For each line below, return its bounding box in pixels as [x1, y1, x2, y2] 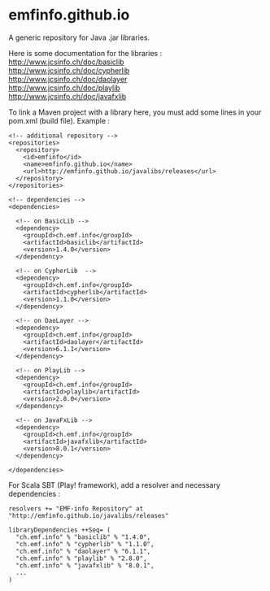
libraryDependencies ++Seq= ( [8, 526, 111, 534]
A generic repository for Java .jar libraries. [8, 33, 150, 42]
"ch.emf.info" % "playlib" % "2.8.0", [15, 554, 148, 563]
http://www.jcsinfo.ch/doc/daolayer [8, 74, 128, 84]
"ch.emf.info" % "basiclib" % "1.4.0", [15, 532, 151, 541]
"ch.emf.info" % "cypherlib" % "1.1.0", [15, 540, 155, 548]
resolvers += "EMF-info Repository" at [8, 504, 144, 513]
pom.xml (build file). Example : [8, 115, 111, 125]
